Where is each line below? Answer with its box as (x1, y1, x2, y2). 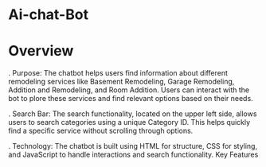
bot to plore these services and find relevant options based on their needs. (8, 94, 253, 103)
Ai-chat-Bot (8, 6, 89, 24)
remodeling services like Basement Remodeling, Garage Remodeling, (8, 77, 235, 87)
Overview (8, 42, 74, 60)
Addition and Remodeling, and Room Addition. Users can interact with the (8, 85, 249, 95)
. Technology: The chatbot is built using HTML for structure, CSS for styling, (8, 142, 257, 151)
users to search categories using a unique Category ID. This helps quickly (8, 118, 251, 127)
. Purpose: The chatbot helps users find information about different (8, 68, 229, 78)
